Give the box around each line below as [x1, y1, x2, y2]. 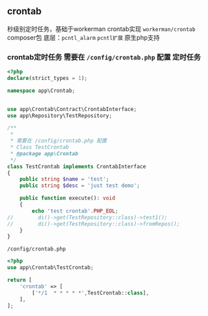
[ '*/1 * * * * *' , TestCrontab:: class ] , [32, 289, 149, 296]
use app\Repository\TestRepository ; [7, 112, 112, 119]
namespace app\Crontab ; [7, 87, 76, 94]
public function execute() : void [19, 195, 116, 202]
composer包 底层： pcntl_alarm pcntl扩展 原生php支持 [7, 33, 160, 41]
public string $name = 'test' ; [19, 176, 110, 183]
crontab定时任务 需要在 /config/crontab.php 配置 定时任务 [7, 52, 201, 61]
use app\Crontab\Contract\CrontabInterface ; [7, 106, 137, 112]
